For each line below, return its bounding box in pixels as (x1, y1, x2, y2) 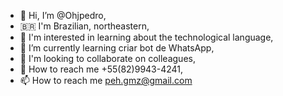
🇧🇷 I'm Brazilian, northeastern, (19, 20, 150, 32)
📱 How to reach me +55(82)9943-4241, (19, 63, 184, 75)
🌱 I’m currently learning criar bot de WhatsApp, (19, 42, 215, 54)
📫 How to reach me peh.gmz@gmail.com (19, 75, 193, 86)
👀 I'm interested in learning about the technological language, (19, 31, 274, 43)
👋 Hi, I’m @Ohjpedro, (19, 10, 107, 21)
